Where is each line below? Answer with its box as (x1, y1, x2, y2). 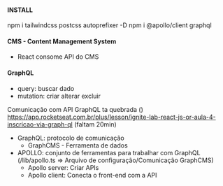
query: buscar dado (17, 84, 75, 92)
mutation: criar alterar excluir (17, 92, 101, 100)
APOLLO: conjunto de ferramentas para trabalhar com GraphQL (17, 148, 201, 157)
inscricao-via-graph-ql (7, 120, 73, 129)
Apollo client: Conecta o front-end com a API (27, 171, 157, 179)
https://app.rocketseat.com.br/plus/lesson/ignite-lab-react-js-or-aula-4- (7, 113, 216, 121)
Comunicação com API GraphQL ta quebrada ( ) (7, 105, 143, 113)
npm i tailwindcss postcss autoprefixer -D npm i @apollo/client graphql (7, 21, 212, 29)
